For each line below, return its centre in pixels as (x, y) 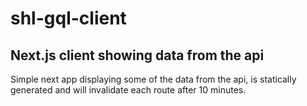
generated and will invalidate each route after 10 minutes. (128, 90)
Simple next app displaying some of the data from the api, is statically (153, 79)
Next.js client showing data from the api (137, 55)
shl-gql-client (68, 18)
